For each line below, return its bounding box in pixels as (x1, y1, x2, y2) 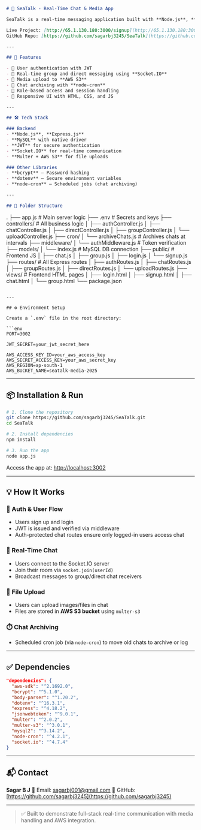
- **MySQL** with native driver (6, 137, 87, 143)
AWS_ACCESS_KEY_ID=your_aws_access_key (6, 351, 106, 358)
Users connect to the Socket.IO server (14, 560, 109, 567)
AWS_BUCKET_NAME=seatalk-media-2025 (6, 368, 98, 374)
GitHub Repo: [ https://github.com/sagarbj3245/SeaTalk (6, 33, 146, 39)
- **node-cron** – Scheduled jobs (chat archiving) (6, 181, 138, 187)
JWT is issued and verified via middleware (14, 525, 120, 532)
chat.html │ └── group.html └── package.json (6, 277, 122, 284)
